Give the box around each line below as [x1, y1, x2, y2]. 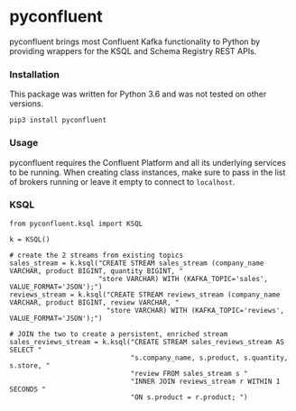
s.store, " [9, 361, 51, 370]
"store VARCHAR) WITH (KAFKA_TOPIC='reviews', [106, 306, 284, 315]
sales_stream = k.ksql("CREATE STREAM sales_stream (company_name [9, 259, 264, 268]
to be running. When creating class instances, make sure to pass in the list [9, 167, 286, 178]
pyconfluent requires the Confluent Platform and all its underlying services [9, 157, 286, 168]
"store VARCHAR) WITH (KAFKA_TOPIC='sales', [97, 274, 269, 283]
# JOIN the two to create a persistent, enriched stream [9, 329, 228, 339]
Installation [9, 68, 60, 80]
